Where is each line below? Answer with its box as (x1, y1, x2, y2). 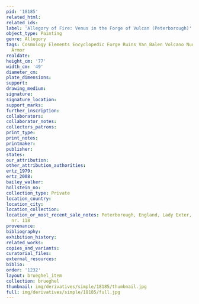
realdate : (6, 53, 31, 59)
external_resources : (6, 256, 57, 262)
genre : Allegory (6, 36, 46, 42)
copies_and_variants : (6, 245, 60, 251)
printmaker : (6, 140, 36, 147)
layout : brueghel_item (6, 273, 62, 279)
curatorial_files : (6, 251, 52, 257)
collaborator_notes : (6, 119, 57, 125)
